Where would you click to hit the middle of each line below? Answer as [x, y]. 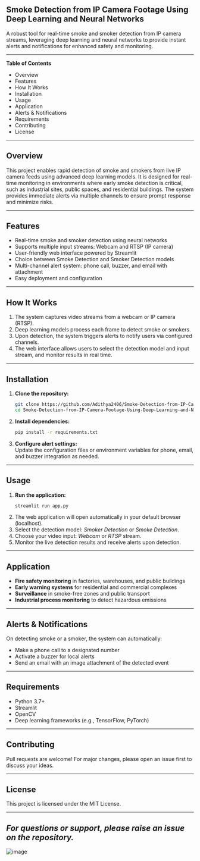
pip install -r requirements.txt [56, 432]
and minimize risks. [30, 202]
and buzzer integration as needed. [57, 456]
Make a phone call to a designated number [67, 650]
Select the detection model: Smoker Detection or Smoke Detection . [97, 530]
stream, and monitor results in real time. [63, 355]
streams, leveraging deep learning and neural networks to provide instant [96, 40]
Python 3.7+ [30, 701]
